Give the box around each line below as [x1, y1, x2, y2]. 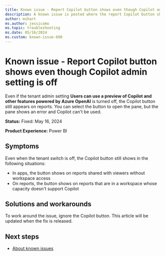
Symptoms [5, 142, 39, 151]
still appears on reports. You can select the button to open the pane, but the [5, 103, 159, 109]
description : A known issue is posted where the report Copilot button [5, 12, 155, 17]
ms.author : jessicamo [5, 21, 50, 26]
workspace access [12, 175, 51, 181]
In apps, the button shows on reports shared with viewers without [12, 170, 145, 176]
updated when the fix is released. [5, 218, 73, 224]
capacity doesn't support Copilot [12, 186, 80, 192]
